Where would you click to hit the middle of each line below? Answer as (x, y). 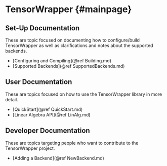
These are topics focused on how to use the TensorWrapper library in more (84, 94)
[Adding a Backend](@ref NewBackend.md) (58, 158)
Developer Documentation (48, 131)
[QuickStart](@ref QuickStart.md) (48, 109)
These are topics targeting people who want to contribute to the (72, 143)
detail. (12, 99)
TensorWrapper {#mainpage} (69, 9)
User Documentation (39, 82)
